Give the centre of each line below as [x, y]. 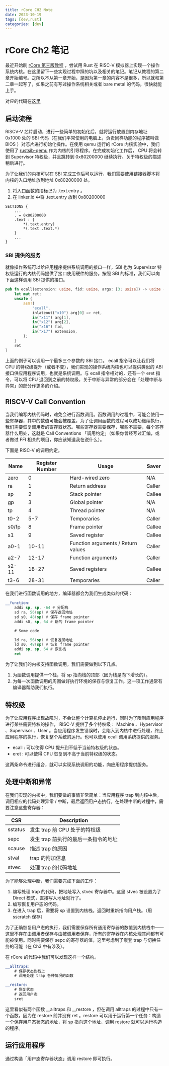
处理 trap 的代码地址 [54, 867]
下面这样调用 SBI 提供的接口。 [36, 280]
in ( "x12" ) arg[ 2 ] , [51, 322]
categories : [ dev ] [24, 24]
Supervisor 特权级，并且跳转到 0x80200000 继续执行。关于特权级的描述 [86, 157]
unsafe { [23, 299]
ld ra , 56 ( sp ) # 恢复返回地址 [44, 640]
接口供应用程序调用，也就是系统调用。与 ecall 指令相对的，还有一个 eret [80, 373]
